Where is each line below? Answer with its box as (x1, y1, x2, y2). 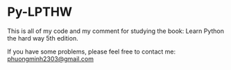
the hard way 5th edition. (7, 34, 78, 42)
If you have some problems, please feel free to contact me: (7, 47, 176, 56)
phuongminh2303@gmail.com (7, 54, 94, 62)
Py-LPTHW (7, 4, 73, 20)
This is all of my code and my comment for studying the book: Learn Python (7, 27, 224, 35)
